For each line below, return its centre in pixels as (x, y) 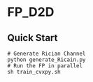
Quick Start (33, 38)
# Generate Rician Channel (46, 54)
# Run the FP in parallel (45, 66)
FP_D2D (31, 12)
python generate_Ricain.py (46, 60)
